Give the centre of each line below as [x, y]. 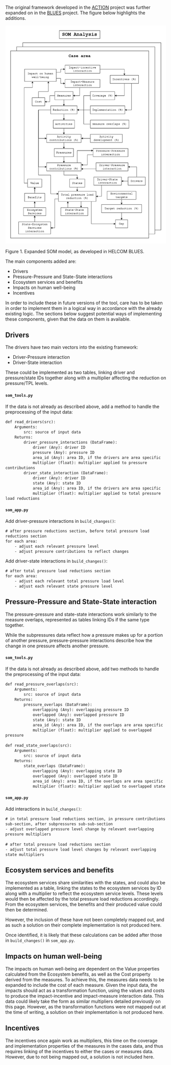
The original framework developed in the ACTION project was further [78, 7]
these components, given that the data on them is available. [68, 319]
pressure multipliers [28, 834]
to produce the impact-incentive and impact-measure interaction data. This [84, 996]
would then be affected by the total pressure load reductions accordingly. [82, 899]
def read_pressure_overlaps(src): [42, 684]
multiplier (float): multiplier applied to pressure [90, 463]
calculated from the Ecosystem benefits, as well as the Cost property [78, 974]
